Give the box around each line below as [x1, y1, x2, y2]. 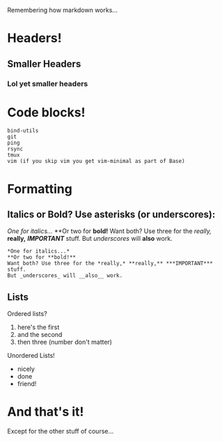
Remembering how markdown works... [7, 6, 118, 14]
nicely [17, 365, 35, 373]
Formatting [7, 181, 73, 197]
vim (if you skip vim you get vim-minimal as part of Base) [7, 158, 186, 165]
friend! [17, 379, 37, 388]
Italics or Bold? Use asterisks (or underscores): [7, 209, 216, 221]
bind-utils [7, 127, 39, 134]
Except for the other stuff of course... [7, 427, 114, 436]
